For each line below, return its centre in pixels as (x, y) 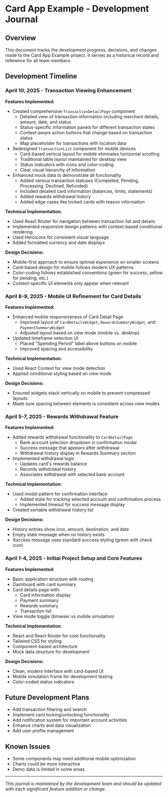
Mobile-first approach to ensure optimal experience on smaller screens (85, 262)
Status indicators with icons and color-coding (67, 164)
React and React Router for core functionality (59, 636)
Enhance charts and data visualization (51, 725)
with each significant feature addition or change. (56, 789)
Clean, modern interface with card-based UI (58, 671)
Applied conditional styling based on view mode (62, 373)
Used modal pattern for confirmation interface (60, 494)
